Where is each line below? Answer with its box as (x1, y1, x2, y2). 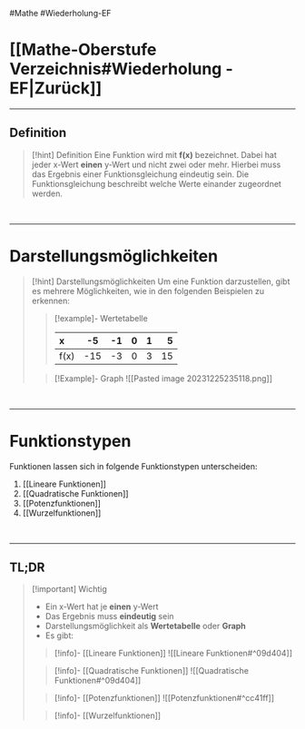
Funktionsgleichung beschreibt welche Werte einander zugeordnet (31, 178, 281, 189)
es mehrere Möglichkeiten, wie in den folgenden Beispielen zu (31, 285, 265, 296)
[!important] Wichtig (31, 584, 107, 595)
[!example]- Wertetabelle (54, 312, 148, 323)
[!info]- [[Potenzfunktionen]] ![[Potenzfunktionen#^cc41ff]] (54, 693, 275, 704)
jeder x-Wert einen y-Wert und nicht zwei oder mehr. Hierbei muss (31, 159, 281, 170)
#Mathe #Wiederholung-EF (9, 8, 112, 18)
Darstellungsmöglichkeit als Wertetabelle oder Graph (44, 621, 247, 632)
